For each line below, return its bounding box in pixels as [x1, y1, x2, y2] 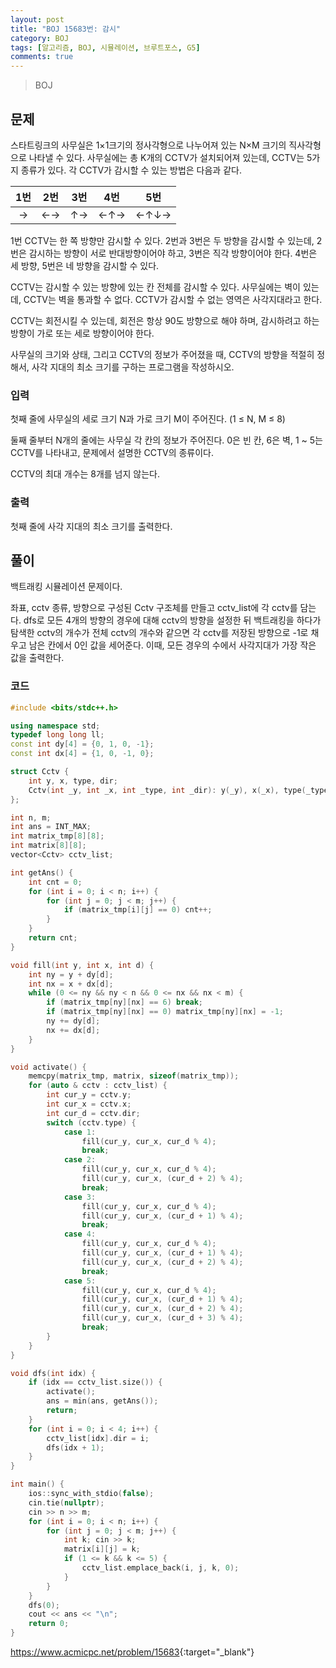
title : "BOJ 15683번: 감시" [10, 24, 122, 34]
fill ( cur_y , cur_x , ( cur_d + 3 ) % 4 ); [81, 1313, 244, 1323]
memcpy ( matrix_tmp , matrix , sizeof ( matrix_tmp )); [28, 1071, 240, 1081]
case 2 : [63, 1155, 97, 1165]
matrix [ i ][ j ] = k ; [63, 1544, 141, 1555]
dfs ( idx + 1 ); [46, 1442, 105, 1453]
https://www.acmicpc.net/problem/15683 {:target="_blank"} [10, 1646, 255, 1658]
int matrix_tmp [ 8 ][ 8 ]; [10, 831, 105, 841]
